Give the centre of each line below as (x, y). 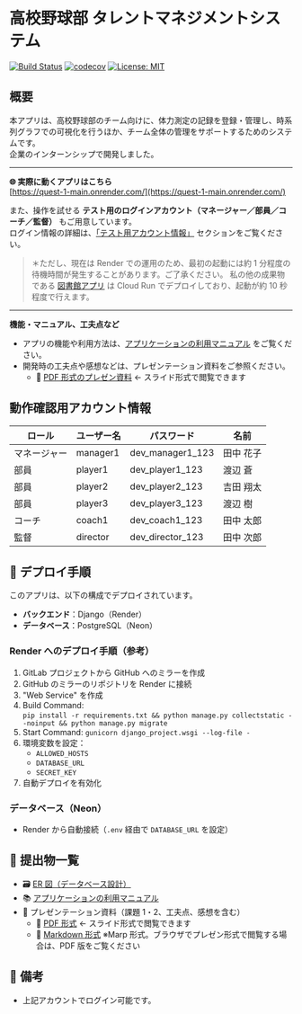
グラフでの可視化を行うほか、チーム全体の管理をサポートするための (143, 131)
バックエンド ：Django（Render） (84, 614)
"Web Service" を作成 (62, 695)
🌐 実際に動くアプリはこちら (61, 182)
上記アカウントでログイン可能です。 (89, 1000)
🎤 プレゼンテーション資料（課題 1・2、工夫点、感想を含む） (133, 912)
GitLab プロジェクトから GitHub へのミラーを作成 (114, 672)
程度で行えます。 (62, 297)
